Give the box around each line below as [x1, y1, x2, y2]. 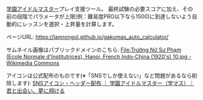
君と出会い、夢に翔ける [6, 87, 65, 94]
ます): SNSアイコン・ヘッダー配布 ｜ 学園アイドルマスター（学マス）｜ [16, 79, 195, 87]
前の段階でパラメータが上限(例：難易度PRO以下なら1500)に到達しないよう [6, 13, 192, 20]
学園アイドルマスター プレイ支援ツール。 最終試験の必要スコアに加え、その [6, 5, 193, 12]
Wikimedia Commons [6, 59, 59, 67]
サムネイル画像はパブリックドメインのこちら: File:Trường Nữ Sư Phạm [6, 46, 182, 53]
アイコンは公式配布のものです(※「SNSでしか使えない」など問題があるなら [6, 72, 192, 79]
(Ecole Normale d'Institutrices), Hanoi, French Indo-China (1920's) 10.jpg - [6, 53, 192, 60]
